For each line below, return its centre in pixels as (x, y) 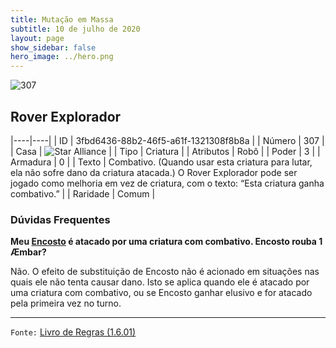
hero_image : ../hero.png (62, 57)
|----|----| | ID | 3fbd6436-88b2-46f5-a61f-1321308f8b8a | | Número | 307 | (167, 140)
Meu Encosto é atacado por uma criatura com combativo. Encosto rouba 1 (166, 242)
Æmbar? (28, 252)
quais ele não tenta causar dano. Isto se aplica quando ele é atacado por (160, 282)
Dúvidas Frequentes (60, 219)
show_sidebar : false (53, 47)
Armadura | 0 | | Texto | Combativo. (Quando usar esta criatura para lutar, (161, 162)
